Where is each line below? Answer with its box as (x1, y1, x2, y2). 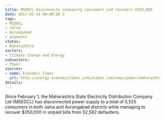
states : (5, 39, 21, 44)
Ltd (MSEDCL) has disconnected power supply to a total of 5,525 (5, 98, 137, 104)
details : (5, 80, 23, 85)
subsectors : (5, 57, 29, 62)
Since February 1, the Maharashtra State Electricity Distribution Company (5, 94, 153, 99)
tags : (5, 16, 16, 21)
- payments (5, 35, 27, 40)
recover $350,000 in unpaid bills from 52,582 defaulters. (5, 109, 120, 115)
